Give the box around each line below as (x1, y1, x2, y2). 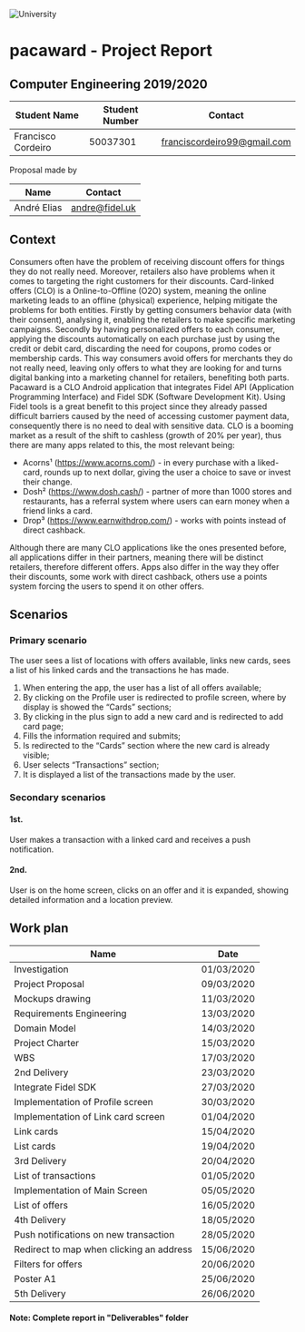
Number (103, 114, 139, 127)
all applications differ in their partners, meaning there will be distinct (9, 552, 264, 563)
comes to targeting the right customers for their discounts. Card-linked (9, 275, 275, 286)
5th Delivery (14, 1287, 66, 1299)
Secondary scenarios (9, 791, 106, 804)
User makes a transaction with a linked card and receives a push (9, 834, 251, 845)
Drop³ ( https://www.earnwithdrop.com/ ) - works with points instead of (22, 514, 287, 525)
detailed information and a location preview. (9, 894, 173, 905)
